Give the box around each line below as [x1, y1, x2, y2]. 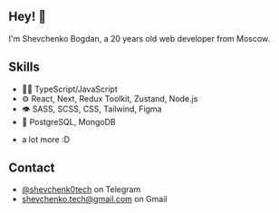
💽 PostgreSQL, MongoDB [21, 116, 116, 127]
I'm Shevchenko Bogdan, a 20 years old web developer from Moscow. [8, 33, 271, 44]
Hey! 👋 [8, 9, 47, 24]
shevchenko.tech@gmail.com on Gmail [21, 194, 168, 205]
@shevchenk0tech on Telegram [21, 184, 141, 195]
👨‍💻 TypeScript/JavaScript [21, 83, 119, 94]
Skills [8, 60, 40, 75]
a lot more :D [21, 133, 70, 145]
